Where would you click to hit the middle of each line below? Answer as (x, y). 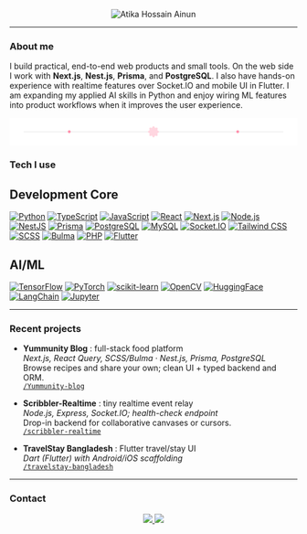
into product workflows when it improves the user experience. (127, 105)
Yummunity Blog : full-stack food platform (103, 348)
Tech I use (33, 165)
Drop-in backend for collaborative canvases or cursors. (127, 423)
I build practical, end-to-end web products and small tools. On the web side (152, 66)
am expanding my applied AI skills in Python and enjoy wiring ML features (148, 95)
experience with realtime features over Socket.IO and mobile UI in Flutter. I (149, 86)
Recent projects (46, 328)
